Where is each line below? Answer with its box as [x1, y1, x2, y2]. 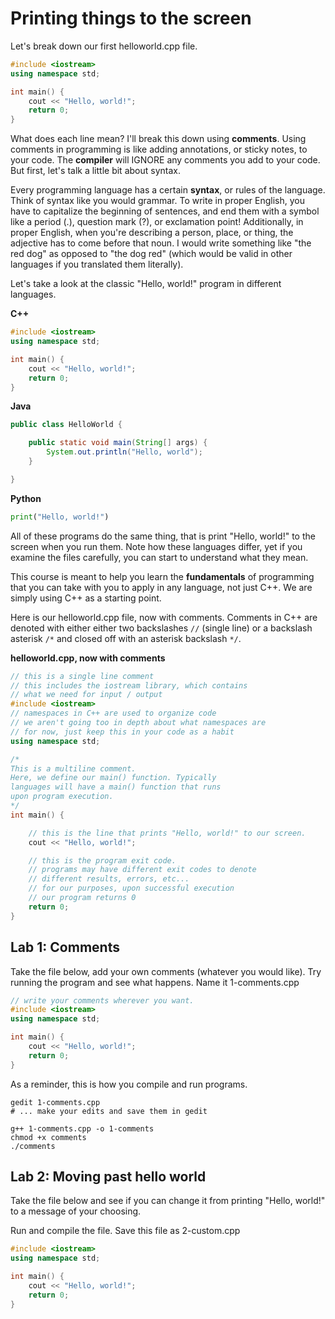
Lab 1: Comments [10, 939, 120, 956]
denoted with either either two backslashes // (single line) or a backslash [10, 622, 313, 634]
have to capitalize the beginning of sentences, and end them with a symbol [10, 205, 320, 217]
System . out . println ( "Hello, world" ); [46, 447, 203, 457]
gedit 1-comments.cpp [10, 1097, 101, 1107]
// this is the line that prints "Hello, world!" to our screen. [28, 828, 307, 838]
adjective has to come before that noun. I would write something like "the [10, 237, 312, 249]
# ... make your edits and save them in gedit [10, 1106, 208, 1116]
